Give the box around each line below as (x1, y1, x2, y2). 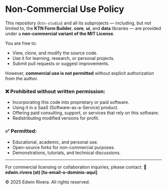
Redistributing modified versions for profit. (12, 115, 99, 121)
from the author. (5, 75, 38, 81)
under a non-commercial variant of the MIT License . (5, 30, 115, 36)
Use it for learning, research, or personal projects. (12, 55, 115, 61)
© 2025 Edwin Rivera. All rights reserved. (5, 179, 90, 185)
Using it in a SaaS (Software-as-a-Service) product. (12, 105, 119, 111)
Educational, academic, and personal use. (12, 139, 98, 145)
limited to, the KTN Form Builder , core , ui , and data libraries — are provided (5, 25, 162, 31)
